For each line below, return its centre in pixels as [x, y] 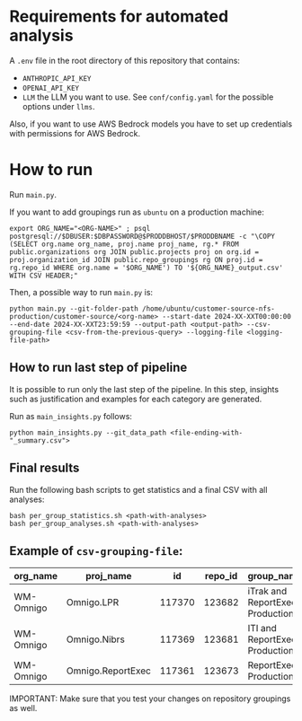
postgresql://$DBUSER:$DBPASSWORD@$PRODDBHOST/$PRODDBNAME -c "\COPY [142, 236]
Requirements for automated [119, 17]
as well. [23, 708]
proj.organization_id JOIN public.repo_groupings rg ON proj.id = [136, 259]
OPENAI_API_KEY [51, 88]
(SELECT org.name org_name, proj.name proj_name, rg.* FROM [124, 244]
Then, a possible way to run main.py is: [81, 292]
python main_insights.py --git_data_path [88, 433]
